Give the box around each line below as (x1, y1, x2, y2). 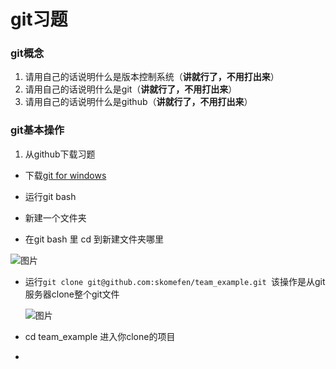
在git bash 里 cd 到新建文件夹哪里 (24, 233, 164, 245)
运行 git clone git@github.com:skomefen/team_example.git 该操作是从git (24, 275, 326, 287)
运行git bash (24, 190, 77, 202)
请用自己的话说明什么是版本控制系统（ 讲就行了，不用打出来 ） (24, 71, 280, 83)
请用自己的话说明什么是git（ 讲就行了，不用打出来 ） (24, 83, 238, 95)
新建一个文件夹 (24, 211, 87, 224)
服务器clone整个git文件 (24, 288, 120, 300)
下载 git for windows (24, 169, 107, 181)
